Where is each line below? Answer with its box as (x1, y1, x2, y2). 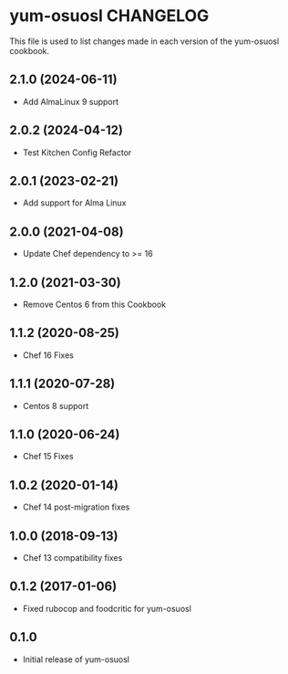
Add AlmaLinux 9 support (22, 96, 119, 107)
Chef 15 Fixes (22, 451, 75, 462)
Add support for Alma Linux (22, 197, 127, 208)
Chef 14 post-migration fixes (22, 501, 130, 512)
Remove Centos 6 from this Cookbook (22, 299, 167, 310)
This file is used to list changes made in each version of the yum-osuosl (9, 36, 280, 47)
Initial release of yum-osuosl (22, 654, 130, 665)
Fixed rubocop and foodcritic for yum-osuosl (22, 603, 191, 614)
